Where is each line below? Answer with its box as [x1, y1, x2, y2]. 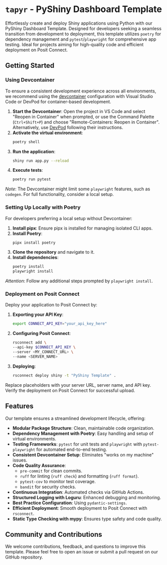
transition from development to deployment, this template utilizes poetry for [5, 31, 161, 37]
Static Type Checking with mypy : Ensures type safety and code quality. [12, 516, 162, 522]
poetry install [12, 264, 45, 269]
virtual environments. [12, 435, 57, 441]
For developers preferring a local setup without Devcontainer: [5, 215, 133, 221]
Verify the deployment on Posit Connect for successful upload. [5, 387, 135, 393]
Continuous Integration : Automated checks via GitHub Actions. [12, 489, 144, 495]
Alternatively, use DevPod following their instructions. [12, 124, 123, 130]
